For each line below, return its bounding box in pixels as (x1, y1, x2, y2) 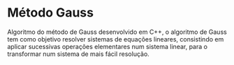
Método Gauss (7, 5, 94, 21)
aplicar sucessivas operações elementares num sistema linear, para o (7, 42, 208, 50)
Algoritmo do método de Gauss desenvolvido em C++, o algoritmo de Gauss (7, 28, 227, 36)
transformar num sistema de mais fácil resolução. (7, 50, 150, 58)
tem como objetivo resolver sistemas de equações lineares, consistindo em (7, 35, 224, 43)
